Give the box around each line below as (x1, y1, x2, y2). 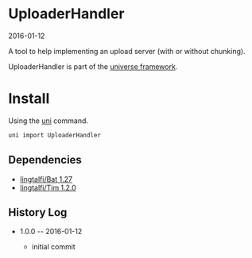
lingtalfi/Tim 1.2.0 (19, 183, 77, 192)
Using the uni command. (8, 116, 89, 125)
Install (8, 90, 50, 108)
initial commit (31, 242, 76, 252)
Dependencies (8, 153, 82, 167)
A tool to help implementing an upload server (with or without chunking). (8, 46, 246, 56)
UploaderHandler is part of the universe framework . (8, 61, 178, 71)
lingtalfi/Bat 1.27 (19, 174, 73, 183)
